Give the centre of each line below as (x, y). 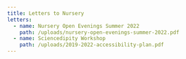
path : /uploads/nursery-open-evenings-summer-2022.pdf (100, 32)
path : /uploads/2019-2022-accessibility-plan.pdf (92, 45)
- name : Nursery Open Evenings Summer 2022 (76, 26)
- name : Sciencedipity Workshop (60, 39)
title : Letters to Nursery (46, 13)
